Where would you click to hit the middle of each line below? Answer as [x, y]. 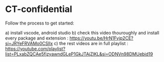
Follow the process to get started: [40, 23]
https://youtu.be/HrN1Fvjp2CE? [101, 38]
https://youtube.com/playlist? [35, 48]
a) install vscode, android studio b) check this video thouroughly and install [82, 32]
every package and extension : [37, 38]
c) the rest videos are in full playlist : [91, 43]
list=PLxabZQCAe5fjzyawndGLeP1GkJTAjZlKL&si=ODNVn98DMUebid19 [79, 54]
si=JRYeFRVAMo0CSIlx [29, 43]
